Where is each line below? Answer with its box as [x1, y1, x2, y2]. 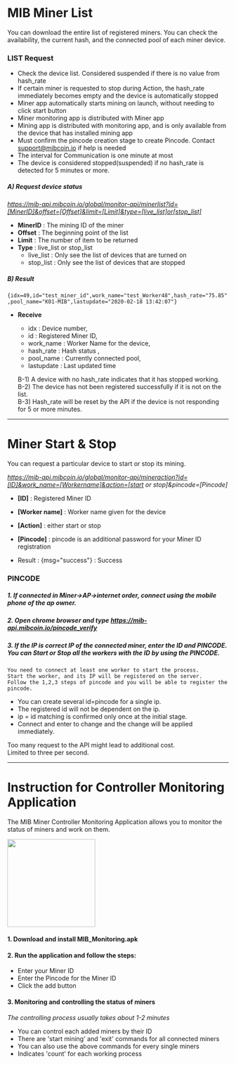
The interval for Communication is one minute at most [17, 151, 173, 159]
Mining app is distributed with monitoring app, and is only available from [17, 122, 227, 130]
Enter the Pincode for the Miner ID [17, 974, 117, 983]
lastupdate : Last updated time [27, 362, 117, 370]
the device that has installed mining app [17, 129, 133, 138]
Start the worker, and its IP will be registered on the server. [7, 672, 202, 679]
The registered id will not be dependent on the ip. [17, 705, 161, 713]
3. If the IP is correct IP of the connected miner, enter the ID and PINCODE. [7, 641, 227, 650]
